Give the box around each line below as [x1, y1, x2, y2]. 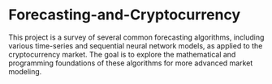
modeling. [8, 66, 42, 76]
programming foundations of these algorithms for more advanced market [8, 58, 253, 68]
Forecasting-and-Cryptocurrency [8, 6, 241, 24]
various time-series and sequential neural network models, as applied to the [8, 40, 263, 50]
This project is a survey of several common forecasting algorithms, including [8, 32, 265, 42]
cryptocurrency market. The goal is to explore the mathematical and [8, 49, 236, 59]
